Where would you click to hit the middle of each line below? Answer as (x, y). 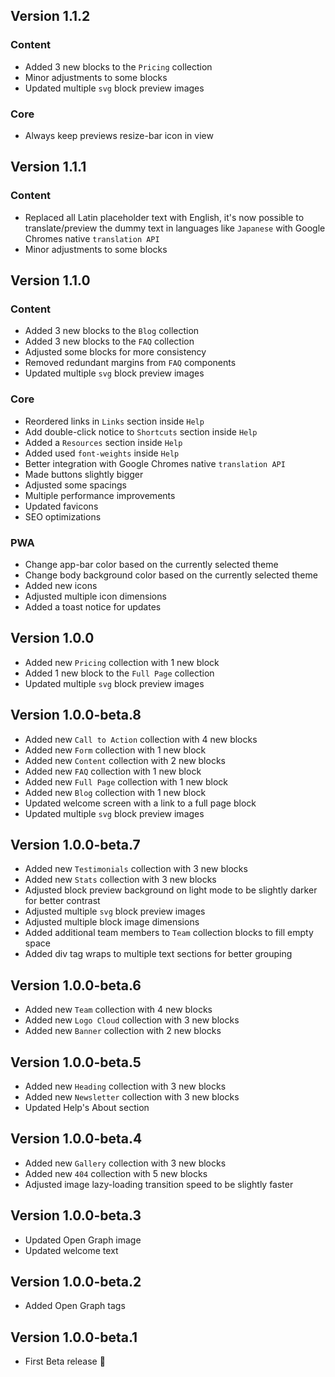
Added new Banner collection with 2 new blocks (123, 1031)
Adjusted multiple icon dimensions (95, 596)
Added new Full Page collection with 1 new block (126, 781)
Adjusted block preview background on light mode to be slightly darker (171, 890)
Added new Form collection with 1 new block (115, 750)
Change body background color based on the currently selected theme (171, 575)
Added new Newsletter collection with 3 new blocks (132, 1097)
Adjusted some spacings (75, 485)
